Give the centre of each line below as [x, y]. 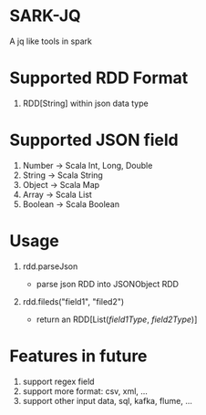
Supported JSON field [94, 140]
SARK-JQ [46, 16]
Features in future [78, 356]
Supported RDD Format [99, 78]
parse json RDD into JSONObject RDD [108, 284]
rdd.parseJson [50, 266]
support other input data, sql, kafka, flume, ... [108, 400]
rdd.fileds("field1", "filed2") [73, 301]
